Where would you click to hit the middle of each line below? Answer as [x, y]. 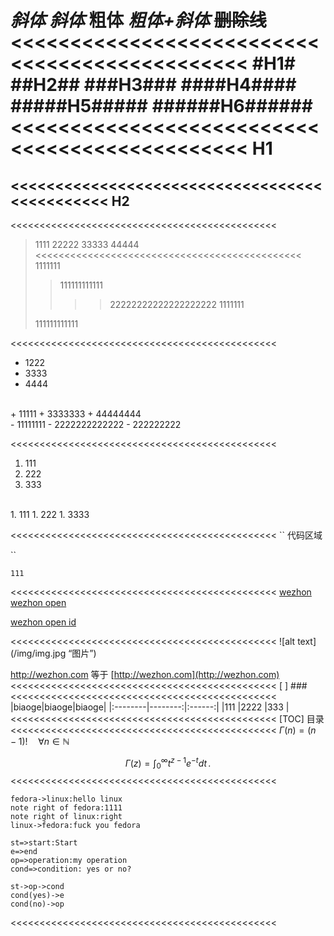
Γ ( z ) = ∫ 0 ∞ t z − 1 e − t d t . [168, 763]
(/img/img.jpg [38, 653]
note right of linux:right [66, 817]
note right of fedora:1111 [66, 808]
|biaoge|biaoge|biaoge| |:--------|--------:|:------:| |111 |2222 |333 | [150, 707]
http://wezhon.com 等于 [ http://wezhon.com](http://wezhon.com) [145, 674]
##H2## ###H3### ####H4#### [153, 85]
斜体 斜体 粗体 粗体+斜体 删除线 [138, 20]
